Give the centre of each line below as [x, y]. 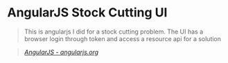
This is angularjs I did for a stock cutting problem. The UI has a [114, 32]
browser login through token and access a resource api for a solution [123, 38]
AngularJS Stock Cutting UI [87, 13]
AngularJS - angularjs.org [61, 52]
